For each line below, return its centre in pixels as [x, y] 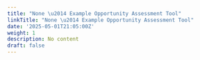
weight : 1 [22, 33]
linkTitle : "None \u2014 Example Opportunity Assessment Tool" [101, 20]
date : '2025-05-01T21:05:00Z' [51, 26]
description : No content [43, 39]
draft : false [26, 46]
